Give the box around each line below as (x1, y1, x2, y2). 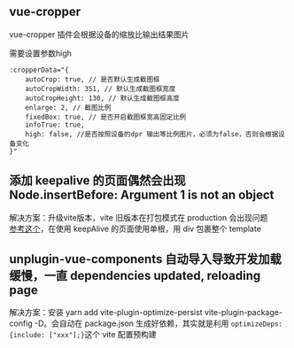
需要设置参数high (9, 48, 73, 58)
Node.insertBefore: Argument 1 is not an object (9, 188, 275, 203)
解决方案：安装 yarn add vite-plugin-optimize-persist (9, 307, 203, 318)
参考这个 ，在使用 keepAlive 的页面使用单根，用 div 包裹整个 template (9, 223, 261, 234)
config (9, 318, 33, 329)
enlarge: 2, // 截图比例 (25, 103, 112, 112)
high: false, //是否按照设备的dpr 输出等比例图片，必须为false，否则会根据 (25, 129, 279, 138)
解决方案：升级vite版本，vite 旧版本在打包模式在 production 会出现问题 (9, 212, 268, 222)
